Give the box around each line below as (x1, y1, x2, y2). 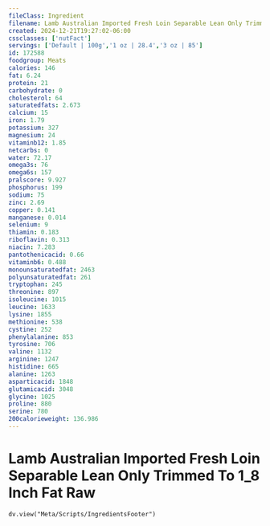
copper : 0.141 (8, 206, 56, 214)
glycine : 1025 (8, 393, 56, 401)
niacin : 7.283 (8, 243, 56, 251)
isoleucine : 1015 (8, 296, 67, 304)
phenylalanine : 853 (8, 332, 74, 341)
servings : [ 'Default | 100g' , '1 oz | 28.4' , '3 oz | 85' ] (8, 42, 203, 50)
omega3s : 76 (8, 161, 48, 169)
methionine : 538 (8, 318, 63, 326)
